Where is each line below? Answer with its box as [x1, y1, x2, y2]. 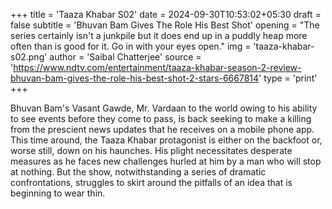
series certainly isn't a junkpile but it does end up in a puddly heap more [10, 30, 308, 41]
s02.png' [10, 51, 48, 63]
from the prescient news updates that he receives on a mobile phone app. [10, 124, 315, 135]
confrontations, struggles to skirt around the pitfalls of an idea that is [10, 177, 293, 188]
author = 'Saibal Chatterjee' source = [49, 51, 202, 63]
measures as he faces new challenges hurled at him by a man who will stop [10, 155, 322, 167]
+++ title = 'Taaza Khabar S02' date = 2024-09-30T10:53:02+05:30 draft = [10, 9, 322, 20]
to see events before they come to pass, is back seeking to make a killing [10, 113, 312, 124]
